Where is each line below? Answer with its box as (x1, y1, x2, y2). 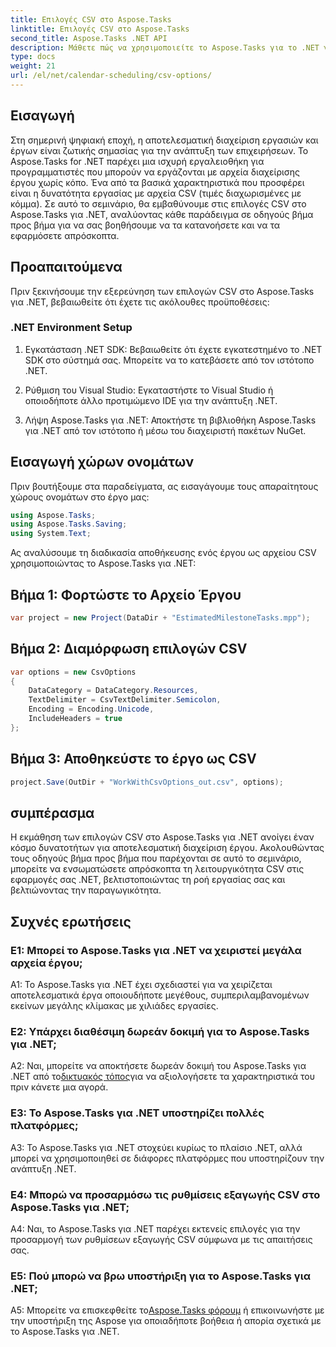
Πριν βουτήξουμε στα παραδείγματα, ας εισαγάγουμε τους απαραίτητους (10, 480, 319, 492)
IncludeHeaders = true (28, 714, 123, 724)
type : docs (10, 52, 56, 62)
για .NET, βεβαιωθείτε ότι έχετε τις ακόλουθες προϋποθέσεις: (10, 296, 270, 308)
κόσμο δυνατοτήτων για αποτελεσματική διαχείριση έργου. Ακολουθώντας (10, 842, 325, 854)
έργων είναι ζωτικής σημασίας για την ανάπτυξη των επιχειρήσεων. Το (10, 144, 309, 156)
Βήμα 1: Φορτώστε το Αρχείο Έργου (10, 586, 242, 603)
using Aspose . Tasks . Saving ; (10, 519, 128, 530)
